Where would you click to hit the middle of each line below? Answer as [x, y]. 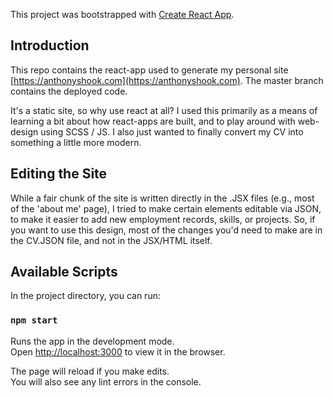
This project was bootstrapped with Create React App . [122, 14]
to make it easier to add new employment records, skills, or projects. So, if [163, 219]
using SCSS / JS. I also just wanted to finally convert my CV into [172, 131]
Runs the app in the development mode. [92, 341]
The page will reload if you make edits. [90, 371]
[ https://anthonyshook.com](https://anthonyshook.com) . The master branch [167, 80]
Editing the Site [59, 174]
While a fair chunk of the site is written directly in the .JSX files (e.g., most [162, 198]
